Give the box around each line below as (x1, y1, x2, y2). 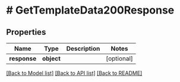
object (42, 54, 61, 63)
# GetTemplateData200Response (6, 4, 175, 17)
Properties (6, 27, 46, 37)
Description (66, 45, 100, 53)
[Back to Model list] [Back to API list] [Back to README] (6, 70, 143, 77)
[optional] (106, 54, 134, 63)
